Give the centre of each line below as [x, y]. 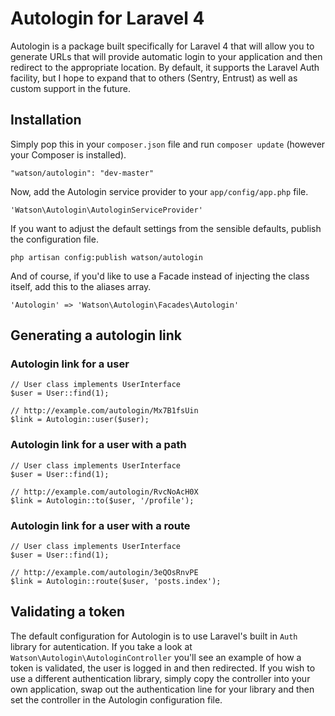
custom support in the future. [71, 88]
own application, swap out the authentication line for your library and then [162, 689]
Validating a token [67, 612]
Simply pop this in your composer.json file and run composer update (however [168, 144]
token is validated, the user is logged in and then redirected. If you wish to [163, 668]
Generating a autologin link [96, 335]
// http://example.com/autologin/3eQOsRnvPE [104, 573]
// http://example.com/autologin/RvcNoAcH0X [104, 492]
